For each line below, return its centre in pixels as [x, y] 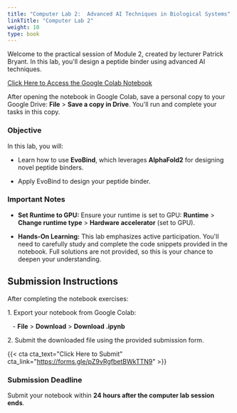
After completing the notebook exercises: [68, 298]
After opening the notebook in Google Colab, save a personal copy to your [116, 97]
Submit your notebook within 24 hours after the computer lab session [111, 395]
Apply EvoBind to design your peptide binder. [84, 181]
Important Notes [36, 199]
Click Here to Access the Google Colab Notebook [80, 83]
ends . [16, 402]
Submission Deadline [45, 380]
